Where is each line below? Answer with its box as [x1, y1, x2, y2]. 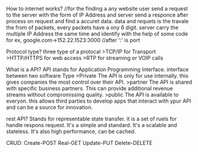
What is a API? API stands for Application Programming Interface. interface [6, 66, 189, 73]
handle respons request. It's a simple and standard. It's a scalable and [6, 122, 177, 128]
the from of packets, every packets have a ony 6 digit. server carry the [6, 24, 179, 31]
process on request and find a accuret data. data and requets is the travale [6, 18, 189, 24]
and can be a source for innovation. [6, 104, 93, 110]
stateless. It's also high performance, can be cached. [6, 128, 136, 135]
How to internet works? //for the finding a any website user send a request [6, 5, 188, 12]
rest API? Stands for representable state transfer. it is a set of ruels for [6, 115, 177, 122]
